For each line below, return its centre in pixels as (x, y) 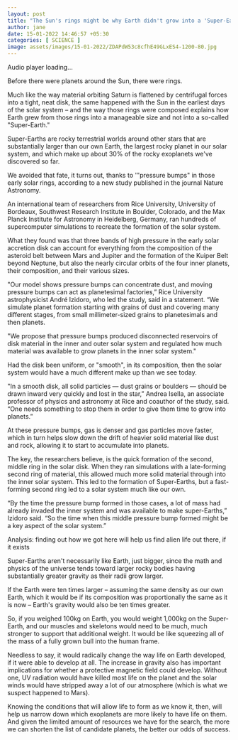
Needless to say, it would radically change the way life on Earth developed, (117, 655)
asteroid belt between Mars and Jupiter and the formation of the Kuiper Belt (118, 256)
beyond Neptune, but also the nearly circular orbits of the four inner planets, (119, 263)
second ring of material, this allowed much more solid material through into (117, 474)
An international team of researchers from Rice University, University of (112, 204)
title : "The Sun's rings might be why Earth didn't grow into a (104, 21)
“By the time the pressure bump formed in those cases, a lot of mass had (114, 503)
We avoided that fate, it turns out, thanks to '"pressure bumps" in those (111, 175)
